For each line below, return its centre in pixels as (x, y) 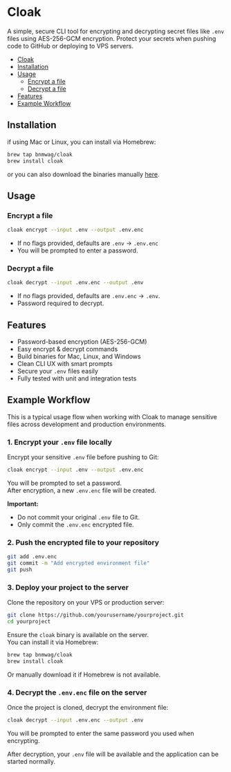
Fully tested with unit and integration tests (77, 378)
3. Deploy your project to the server (68, 587)
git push (20, 570)
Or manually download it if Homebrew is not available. (84, 674)
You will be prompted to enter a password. (77, 250)
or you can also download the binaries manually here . (83, 174)
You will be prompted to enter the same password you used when (101, 733)
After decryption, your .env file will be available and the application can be (113, 754)
